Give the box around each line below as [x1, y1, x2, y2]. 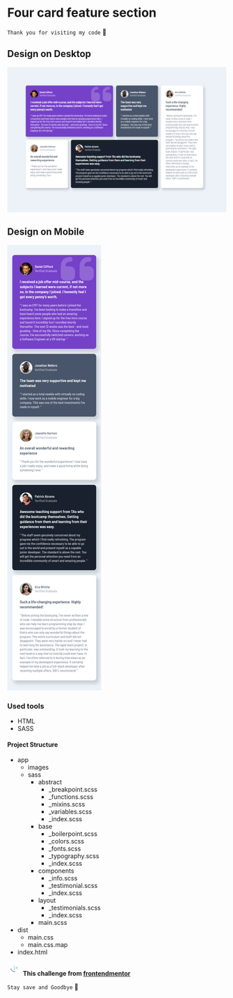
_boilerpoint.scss [48, 830, 97, 838]
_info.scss [48, 874, 78, 882]
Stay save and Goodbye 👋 [7, 983, 79, 991]
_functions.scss [48, 793, 94, 801]
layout [38, 896, 56, 905]
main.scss [38, 919, 67, 927]
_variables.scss [48, 807, 93, 816]
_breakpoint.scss [48, 785, 97, 794]
